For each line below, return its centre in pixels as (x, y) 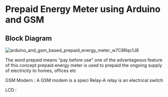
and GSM (25, 20)
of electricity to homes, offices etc (41, 70)
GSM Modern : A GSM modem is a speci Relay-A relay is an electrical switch (84, 80)
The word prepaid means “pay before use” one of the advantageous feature (84, 60)
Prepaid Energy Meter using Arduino (83, 9)
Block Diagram (28, 38)
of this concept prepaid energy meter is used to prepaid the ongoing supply (84, 65)
